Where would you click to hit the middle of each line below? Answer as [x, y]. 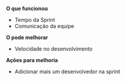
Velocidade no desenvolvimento [54, 49]
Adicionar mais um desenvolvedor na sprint [67, 72]
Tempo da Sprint [35, 20]
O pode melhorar [27, 37]
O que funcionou [27, 9]
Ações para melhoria [32, 60]
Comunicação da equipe [44, 26]
